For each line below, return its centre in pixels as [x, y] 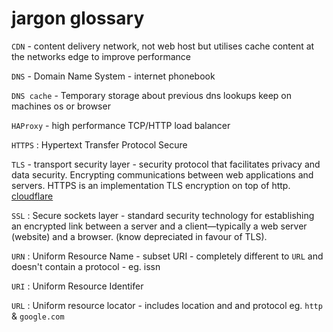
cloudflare [32, 196]
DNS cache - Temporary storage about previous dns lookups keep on [152, 95]
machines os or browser [61, 106]
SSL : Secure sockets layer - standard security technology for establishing [163, 215]
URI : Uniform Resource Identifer [77, 286]
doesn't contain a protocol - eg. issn [86, 266]
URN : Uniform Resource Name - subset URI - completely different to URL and [167, 256]
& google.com [38, 316]
